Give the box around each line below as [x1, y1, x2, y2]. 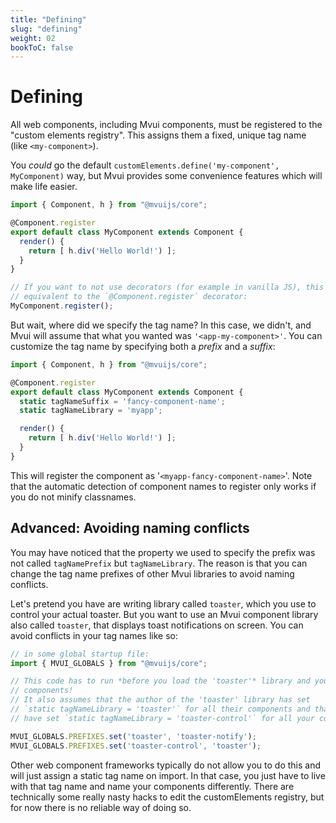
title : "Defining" [10, 14, 87, 25]
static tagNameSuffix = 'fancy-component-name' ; [19, 396, 226, 406]
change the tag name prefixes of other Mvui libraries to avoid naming [10, 567, 295, 580]
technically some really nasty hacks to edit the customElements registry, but [10, 791, 325, 803]
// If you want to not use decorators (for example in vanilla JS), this [10, 282, 325, 293]
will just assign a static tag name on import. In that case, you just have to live [10, 769, 326, 781]
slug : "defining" [10, 24, 83, 34]
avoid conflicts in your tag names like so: [10, 629, 179, 641]
